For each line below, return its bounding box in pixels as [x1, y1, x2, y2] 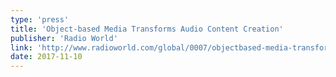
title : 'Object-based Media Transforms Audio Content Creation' [10, 24, 284, 34]
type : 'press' [10, 14, 70, 25]
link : [10, 42, 33, 53]
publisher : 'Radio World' [10, 33, 118, 43]
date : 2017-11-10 [10, 52, 83, 62]
